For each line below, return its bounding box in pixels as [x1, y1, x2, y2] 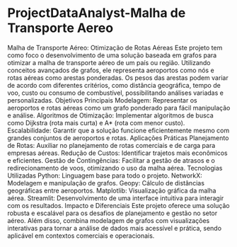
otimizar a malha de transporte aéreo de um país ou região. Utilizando [7, 58, 211, 67]
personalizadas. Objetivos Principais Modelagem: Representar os [7, 96, 197, 104]
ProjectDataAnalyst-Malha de [7, 5, 186, 21]
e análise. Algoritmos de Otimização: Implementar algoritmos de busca [7, 111, 214, 120]
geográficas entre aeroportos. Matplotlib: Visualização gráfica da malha [7, 186, 216, 195]
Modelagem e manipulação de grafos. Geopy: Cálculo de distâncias [7, 178, 205, 187]
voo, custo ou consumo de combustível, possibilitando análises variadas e [7, 88, 224, 97]
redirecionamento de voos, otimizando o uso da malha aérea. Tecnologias [7, 163, 223, 172]
